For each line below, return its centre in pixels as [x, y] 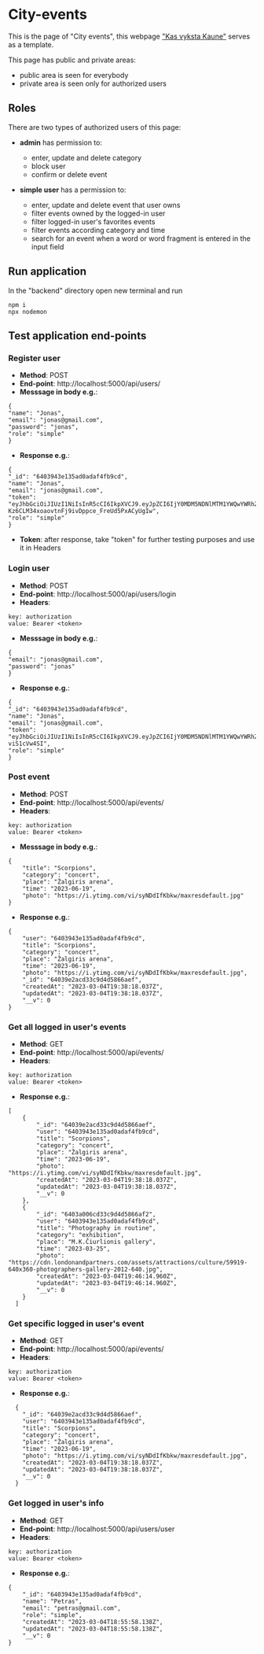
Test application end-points [77, 336]
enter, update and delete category [86, 157]
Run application [48, 272]
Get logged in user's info [56, 1503]
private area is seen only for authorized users [93, 83]
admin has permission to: [60, 142]
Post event [29, 777]
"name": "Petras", [52, 1601]
